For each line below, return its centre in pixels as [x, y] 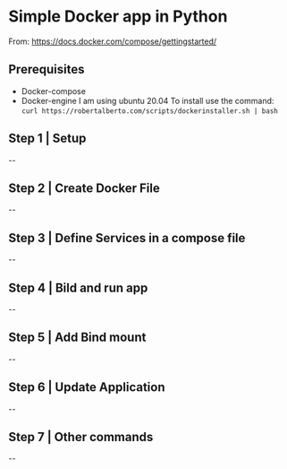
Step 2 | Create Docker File [84, 188]
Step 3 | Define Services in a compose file [127, 238]
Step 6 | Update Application [87, 387]
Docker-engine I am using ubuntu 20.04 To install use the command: [148, 100]
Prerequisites [46, 69]
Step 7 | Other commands [81, 437]
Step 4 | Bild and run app [78, 287]
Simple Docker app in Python [118, 17]
